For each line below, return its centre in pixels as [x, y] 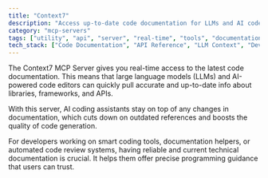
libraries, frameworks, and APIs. [61, 93]
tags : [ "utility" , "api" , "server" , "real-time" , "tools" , [108, 38]
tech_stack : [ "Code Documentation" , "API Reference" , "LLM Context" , [126, 45]
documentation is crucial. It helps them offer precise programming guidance [133, 158]
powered [23, 85]
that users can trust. [41, 167]
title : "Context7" [39, 16]
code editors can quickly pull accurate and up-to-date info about [145, 85]
